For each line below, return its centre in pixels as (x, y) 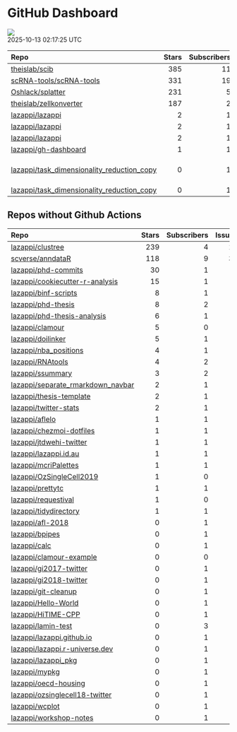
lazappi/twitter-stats (45, 408)
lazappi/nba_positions (47, 350)
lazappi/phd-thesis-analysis (59, 316)
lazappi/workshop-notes (52, 717)
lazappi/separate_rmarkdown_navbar (73, 384)
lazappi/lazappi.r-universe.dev (62, 649)
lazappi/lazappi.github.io (51, 637)
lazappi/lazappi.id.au (45, 454)
